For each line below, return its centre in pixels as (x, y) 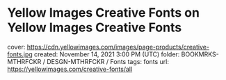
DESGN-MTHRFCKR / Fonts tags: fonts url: (107, 61)
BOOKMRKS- (200, 54)
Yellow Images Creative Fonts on (104, 13)
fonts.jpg (20, 54)
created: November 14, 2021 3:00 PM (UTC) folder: (107, 54)
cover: (16, 47)
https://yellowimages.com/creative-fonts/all (70, 69)
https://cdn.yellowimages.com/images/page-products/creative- (118, 47)
